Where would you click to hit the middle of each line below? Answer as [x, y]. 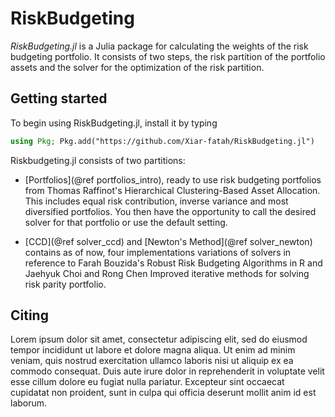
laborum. [29, 403]
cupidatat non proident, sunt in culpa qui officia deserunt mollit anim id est [163, 393]
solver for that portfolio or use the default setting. [126, 222]
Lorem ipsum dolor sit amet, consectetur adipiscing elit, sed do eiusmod [159, 339]
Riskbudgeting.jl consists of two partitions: [98, 160]
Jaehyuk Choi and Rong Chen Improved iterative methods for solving [167, 273]
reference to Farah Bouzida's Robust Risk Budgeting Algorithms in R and [173, 263]
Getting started [59, 98]
